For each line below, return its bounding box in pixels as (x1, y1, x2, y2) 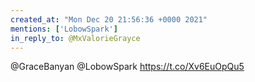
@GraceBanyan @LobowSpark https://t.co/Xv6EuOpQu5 (10, 61, 245, 73)
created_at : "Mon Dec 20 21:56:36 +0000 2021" (10, 14, 208, 25)
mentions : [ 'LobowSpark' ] (10, 24, 118, 34)
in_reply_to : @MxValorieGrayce (10, 33, 141, 43)
